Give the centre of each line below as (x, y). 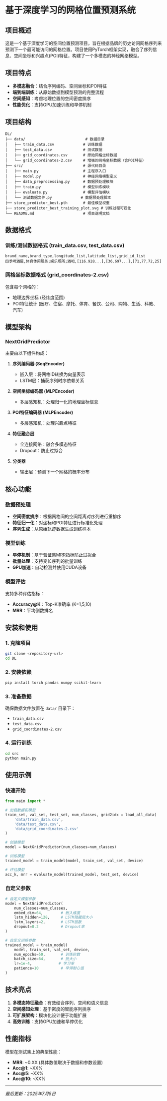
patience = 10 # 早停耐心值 (49, 968)
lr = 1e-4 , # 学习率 (44, 964)
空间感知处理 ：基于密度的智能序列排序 (51, 1009)
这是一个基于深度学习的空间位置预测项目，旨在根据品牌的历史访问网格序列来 (83, 43)
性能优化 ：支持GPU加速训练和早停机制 (52, 104)
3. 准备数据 (18, 697)
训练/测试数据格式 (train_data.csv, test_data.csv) (65, 245)
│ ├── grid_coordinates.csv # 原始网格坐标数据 (61, 155)
